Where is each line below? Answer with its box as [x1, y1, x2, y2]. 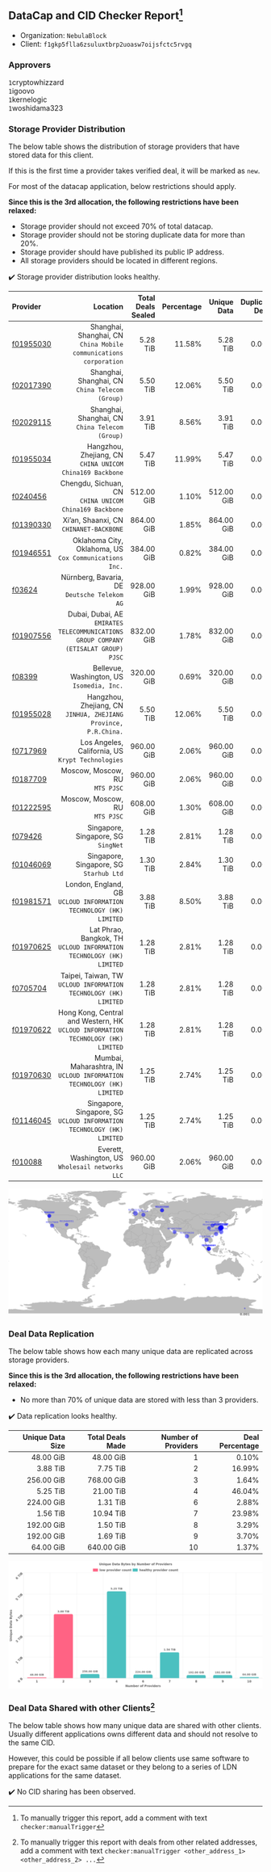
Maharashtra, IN [69, 1062, 123, 1071]
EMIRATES [94, 620, 123, 628]
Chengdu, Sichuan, [60, 478, 123, 488]
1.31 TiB [97, 1498, 127, 1508]
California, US [77, 746, 123, 755]
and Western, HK [67, 1016, 123, 1025]
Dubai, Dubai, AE [67, 609, 123, 619]
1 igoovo [8, 86, 35, 96]
